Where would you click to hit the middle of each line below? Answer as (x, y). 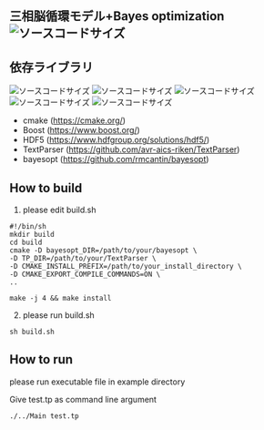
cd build (26, 243)
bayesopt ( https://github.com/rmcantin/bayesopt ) (116, 159)
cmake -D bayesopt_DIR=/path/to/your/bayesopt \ (103, 251)
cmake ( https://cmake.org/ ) (74, 120)
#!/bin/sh (28, 227)
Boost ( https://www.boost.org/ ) (81, 130)
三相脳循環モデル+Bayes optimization (117, 16)
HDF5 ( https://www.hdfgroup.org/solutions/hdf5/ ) (116, 140)
